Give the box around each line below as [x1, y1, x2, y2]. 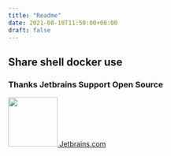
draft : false [8, 26, 51, 34]
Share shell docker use [8, 55, 123, 69]
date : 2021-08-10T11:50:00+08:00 [8, 19, 118, 27]
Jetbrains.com [58, 139, 106, 149]
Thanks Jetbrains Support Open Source [8, 79, 164, 90]
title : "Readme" [8, 11, 61, 20]
